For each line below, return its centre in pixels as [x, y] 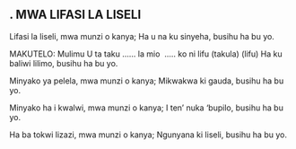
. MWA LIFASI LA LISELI [75, 15]
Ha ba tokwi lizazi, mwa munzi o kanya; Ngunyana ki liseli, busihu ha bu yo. [148, 135]
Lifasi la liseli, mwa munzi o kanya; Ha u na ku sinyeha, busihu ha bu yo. [142, 36]
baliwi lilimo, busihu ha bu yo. [64, 63]
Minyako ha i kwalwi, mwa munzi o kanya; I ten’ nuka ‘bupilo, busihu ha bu [147, 108]
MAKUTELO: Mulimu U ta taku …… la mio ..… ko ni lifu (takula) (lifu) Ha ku [146, 54]
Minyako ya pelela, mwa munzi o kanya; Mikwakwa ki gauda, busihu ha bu [147, 81]
